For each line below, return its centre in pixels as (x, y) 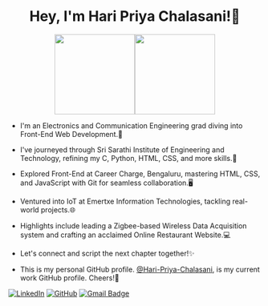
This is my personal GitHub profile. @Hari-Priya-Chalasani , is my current (140, 269)
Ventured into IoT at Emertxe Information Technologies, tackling (125, 201)
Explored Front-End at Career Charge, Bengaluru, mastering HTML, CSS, (140, 173)
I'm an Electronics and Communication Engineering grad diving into (131, 125)
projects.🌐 (58, 209)
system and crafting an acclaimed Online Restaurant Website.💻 (125, 235)
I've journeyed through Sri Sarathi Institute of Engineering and (122, 149)
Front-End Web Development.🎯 (71, 134)
